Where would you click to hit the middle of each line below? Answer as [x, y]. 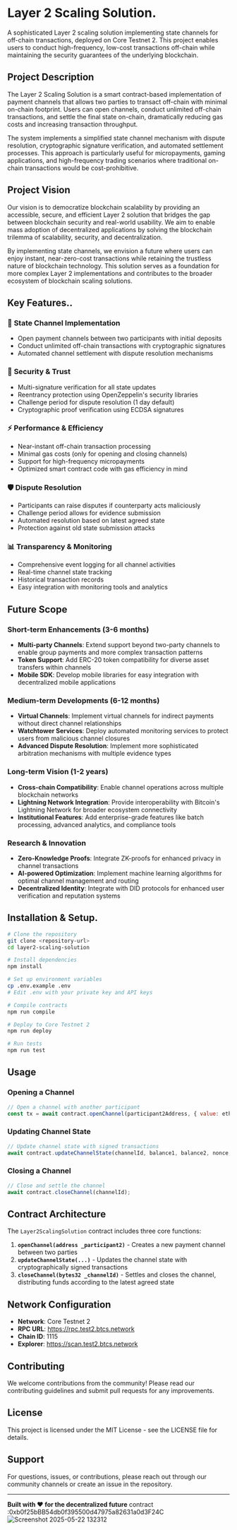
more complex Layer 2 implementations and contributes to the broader [110, 273]
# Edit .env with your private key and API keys [80, 992]
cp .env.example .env [39, 986]
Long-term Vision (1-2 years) [58, 772]
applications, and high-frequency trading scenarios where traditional [107, 160]
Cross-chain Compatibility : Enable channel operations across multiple [121, 787]
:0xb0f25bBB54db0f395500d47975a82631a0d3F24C [86, 1512]
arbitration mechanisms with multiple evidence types [94, 754]
